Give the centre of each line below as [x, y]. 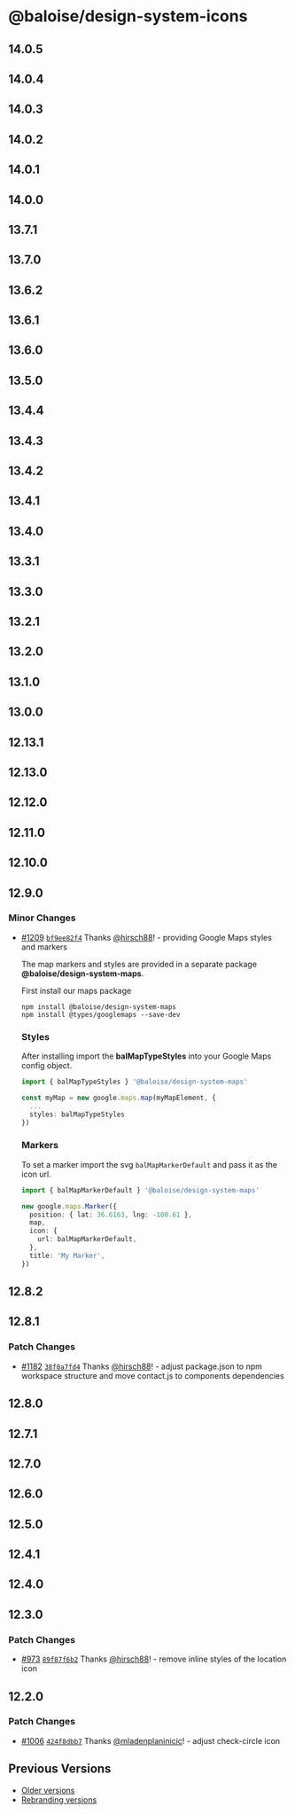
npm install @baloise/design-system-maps [98, 1007]
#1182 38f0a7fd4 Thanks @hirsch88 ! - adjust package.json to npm [142, 1366]
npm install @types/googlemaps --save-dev [101, 1014]
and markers [44, 947]
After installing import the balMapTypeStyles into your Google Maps [146, 1056]
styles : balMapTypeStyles [77, 1114]
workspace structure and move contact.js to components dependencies [152, 1375]
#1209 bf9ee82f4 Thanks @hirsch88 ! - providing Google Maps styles [146, 937]
